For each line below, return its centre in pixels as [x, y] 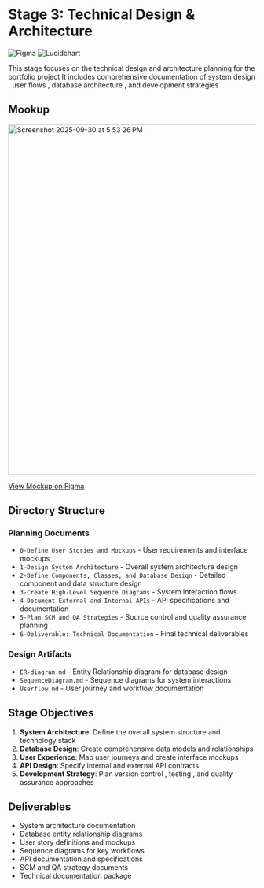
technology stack [48, 740]
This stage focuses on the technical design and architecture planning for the [132, 68]
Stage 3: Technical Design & [102, 15]
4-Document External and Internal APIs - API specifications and [125, 601]
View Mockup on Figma [46, 486]
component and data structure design [81, 583]
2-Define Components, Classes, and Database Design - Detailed [123, 575]
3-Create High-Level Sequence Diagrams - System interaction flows [128, 592]
